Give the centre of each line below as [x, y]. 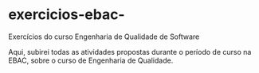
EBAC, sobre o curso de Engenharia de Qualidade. [91, 60]
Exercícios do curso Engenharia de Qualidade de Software [104, 36]
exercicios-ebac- [67, 15]
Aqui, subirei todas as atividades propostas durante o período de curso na [130, 52]
